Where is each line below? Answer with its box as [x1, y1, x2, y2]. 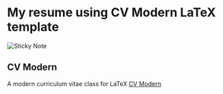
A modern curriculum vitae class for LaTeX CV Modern [7, 80, 161, 88]
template [7, 19, 60, 35]
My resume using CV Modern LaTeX [7, 5, 216, 20]
